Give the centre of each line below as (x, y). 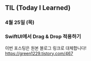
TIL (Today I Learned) (38, 8)
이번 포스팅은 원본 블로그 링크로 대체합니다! (46, 48)
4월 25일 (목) (20, 23)
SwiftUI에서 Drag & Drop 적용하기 (43, 37)
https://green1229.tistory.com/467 (39, 53)
